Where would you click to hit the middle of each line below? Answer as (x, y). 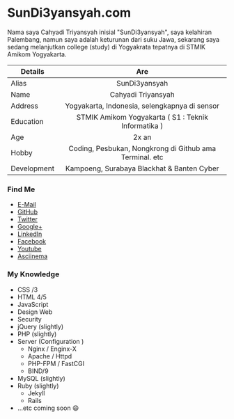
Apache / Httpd (50, 356)
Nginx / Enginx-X (52, 349)
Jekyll (36, 393)
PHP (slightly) (37, 334)
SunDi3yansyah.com (69, 13)
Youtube (29, 249)
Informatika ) (142, 125)
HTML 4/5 (32, 297)
